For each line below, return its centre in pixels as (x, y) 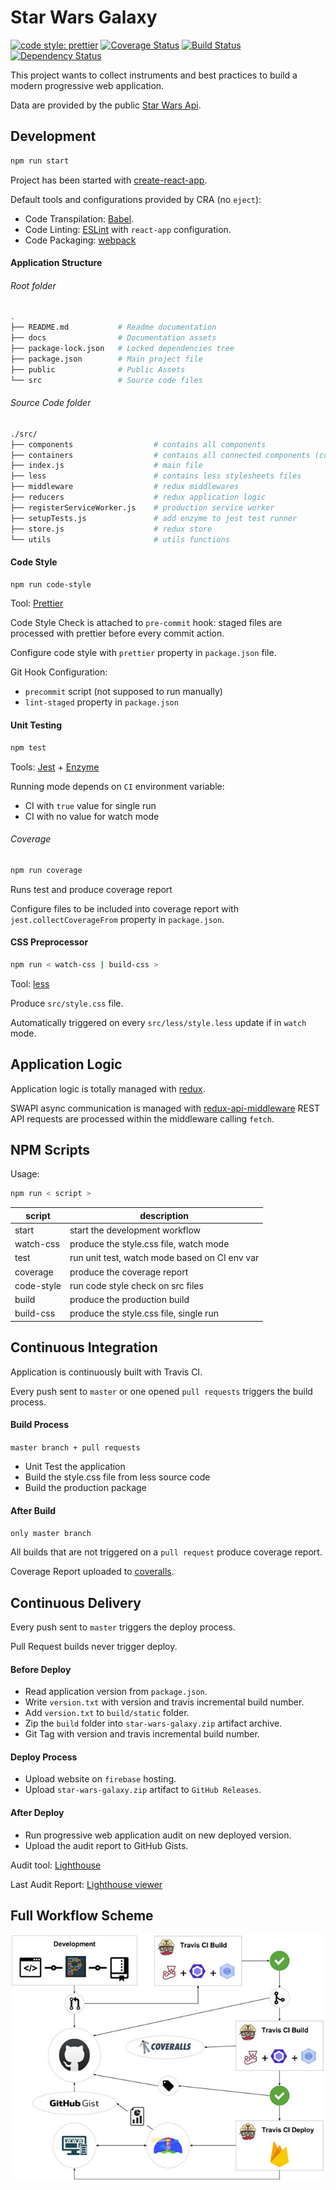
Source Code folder (51, 403)
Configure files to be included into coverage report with (124, 908)
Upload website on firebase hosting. (100, 1779)
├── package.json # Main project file (106, 359)
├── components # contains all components (138, 444)
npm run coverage (46, 870)
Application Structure (56, 263)
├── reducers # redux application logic (138, 497)
